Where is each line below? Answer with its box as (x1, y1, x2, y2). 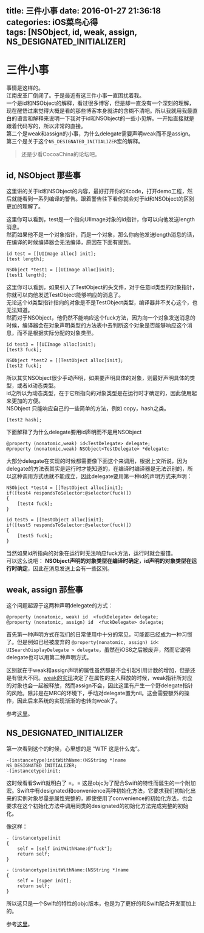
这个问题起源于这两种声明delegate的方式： (6, 601, 114, 609)
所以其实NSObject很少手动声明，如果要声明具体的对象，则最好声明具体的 (6, 374, 190, 382)
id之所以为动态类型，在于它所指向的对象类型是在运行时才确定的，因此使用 (6, 390, 192, 397)
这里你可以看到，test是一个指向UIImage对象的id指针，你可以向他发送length (6, 216, 195, 223)
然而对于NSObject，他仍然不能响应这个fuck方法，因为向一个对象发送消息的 (6, 314, 196, 321)
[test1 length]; (6, 272, 47, 279)
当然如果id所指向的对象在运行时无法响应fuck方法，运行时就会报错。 (6, 549, 177, 557)
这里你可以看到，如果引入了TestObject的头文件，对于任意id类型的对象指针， (6, 284, 198, 291)
